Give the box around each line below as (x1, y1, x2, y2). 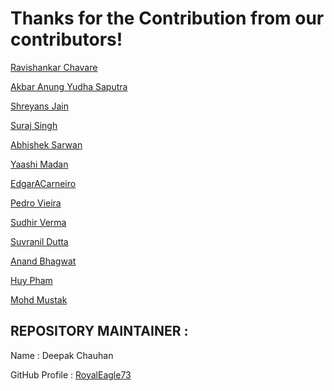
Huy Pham (10, 274, 53, 286)
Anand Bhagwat (10, 255, 77, 267)
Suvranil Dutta (10, 235, 69, 247)
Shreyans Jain (10, 100, 69, 112)
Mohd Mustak (10, 293, 68, 306)
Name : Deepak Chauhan (10, 349, 114, 361)
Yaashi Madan (10, 158, 69, 170)
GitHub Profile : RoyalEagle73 (10, 368, 132, 381)
